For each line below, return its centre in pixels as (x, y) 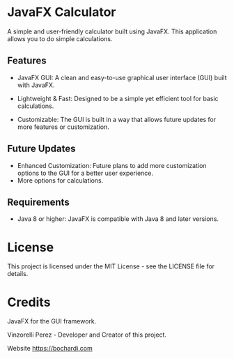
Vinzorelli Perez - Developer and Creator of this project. (87, 335)
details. (18, 274)
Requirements (38, 202)
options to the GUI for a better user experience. (85, 173)
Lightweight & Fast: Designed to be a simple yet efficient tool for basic (118, 98)
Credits (29, 302)
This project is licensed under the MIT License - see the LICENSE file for (111, 266)
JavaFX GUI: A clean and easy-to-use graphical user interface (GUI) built (122, 77)
